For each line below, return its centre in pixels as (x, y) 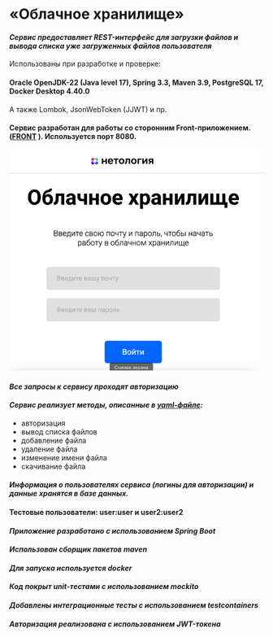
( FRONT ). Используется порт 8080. (73, 137)
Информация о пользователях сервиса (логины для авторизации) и (132, 485)
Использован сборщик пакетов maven (78, 549)
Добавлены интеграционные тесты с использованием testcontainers (134, 605)
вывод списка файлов (59, 431)
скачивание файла (53, 466)
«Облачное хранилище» (97, 14)
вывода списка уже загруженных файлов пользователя (110, 46)
